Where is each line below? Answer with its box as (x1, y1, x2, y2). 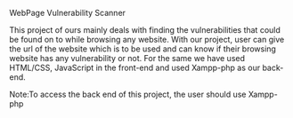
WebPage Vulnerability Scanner (9, 8, 126, 18)
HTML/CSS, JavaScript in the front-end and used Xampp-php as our (9, 62, 261, 73)
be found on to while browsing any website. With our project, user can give (9, 35, 285, 44)
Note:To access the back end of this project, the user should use (9, 89, 247, 99)
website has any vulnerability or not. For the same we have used (9, 53, 246, 63)
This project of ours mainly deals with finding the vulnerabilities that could (9, 25, 281, 35)
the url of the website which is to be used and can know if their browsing (9, 43, 276, 54)
